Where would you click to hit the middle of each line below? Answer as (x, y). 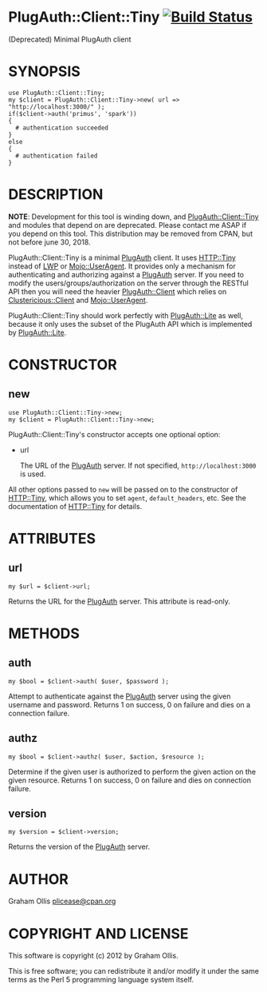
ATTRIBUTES (52, 539)
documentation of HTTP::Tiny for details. (75, 506)
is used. (33, 474)
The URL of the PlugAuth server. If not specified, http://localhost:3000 (138, 465)
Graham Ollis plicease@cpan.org (62, 901)
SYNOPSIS (45, 72)
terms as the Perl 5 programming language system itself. (101, 980)
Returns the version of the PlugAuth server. (79, 847)
